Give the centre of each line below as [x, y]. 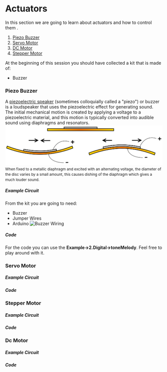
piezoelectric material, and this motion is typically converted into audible [80, 118]
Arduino [20, 223]
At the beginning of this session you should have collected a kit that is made [83, 63]
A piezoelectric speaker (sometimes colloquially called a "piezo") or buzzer [82, 102]
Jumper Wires [27, 218]
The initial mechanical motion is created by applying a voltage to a [73, 112]
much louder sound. [22, 180]
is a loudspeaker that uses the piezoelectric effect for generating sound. [79, 107]
